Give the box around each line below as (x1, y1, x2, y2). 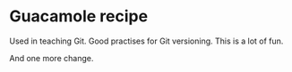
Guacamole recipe (9, 6, 149, 27)
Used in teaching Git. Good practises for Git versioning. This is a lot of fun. (9, 36, 284, 46)
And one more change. (9, 52, 94, 63)
